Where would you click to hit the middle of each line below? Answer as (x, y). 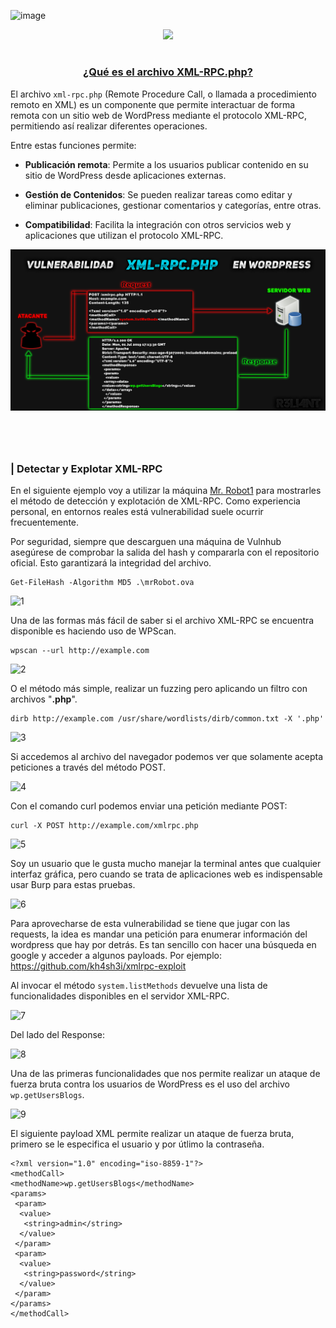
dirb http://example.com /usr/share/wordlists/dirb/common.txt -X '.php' (167, 718)
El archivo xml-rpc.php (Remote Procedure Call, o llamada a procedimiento (163, 94)
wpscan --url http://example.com (80, 650)
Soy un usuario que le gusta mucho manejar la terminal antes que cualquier (166, 863)
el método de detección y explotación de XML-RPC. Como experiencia (155, 501)
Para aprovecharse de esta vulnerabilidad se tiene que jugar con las (150, 923)
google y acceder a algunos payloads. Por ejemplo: (116, 955)
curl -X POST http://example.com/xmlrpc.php (104, 825)
